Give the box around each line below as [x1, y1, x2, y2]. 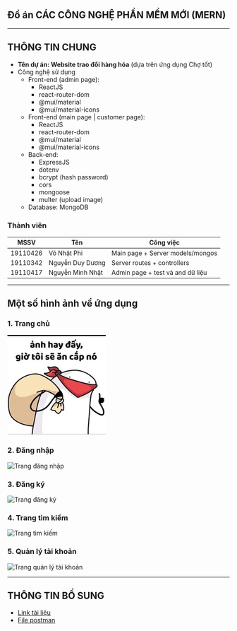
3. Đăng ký [7, 479, 45, 489]
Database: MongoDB [28, 203, 89, 211]
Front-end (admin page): [28, 75, 100, 83]
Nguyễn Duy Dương [48, 258, 106, 267]
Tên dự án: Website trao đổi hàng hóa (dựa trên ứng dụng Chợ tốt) [17, 60, 213, 69]
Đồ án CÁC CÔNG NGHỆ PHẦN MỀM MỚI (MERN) [7, 9, 226, 21]
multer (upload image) [38, 195, 104, 204]
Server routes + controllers [111, 258, 190, 267]
